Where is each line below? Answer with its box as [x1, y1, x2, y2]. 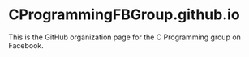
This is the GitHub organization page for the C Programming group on [8, 32, 242, 42]
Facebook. [8, 40, 45, 50]
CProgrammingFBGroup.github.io [8, 6, 241, 24]
